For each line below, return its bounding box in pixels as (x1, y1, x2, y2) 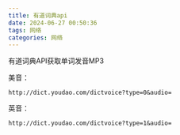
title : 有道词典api (8, 11, 68, 20)
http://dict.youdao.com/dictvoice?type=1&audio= (8, 119, 172, 127)
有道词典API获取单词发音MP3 (8, 56, 105, 66)
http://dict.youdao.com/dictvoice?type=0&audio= (8, 88, 172, 97)
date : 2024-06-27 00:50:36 (8, 19, 98, 27)
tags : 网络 (8, 26, 42, 34)
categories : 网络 (8, 33, 63, 42)
